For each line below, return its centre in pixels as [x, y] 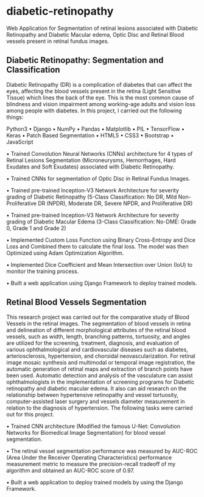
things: [15, 117]
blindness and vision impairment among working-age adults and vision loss [101, 104]
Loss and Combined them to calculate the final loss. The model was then [97, 246]
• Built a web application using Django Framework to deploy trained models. [102, 283]
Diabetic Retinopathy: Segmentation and [85, 60]
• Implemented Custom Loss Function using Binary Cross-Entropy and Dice [101, 240]
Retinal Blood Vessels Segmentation [76, 303]
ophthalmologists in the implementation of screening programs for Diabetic [100, 382]
